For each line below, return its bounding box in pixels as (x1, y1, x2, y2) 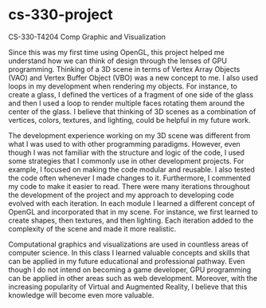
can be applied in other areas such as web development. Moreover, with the (8, 273, 257, 282)
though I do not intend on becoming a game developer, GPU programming (8, 265, 252, 274)
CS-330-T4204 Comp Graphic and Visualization (8, 32, 166, 41)
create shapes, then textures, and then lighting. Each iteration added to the (8, 215, 254, 225)
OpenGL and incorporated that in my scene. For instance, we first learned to (8, 207, 259, 216)
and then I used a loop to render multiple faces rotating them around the (8, 98, 245, 108)
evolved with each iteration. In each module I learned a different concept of (8, 198, 256, 208)
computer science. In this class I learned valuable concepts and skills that (8, 247, 250, 257)
